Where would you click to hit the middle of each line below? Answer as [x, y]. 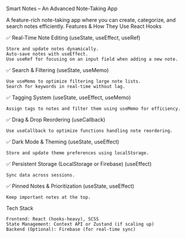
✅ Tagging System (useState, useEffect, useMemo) [68, 97]
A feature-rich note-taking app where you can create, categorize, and [91, 20]
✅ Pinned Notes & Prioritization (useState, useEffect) [70, 186]
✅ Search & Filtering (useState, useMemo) [58, 70]
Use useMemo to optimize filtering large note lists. [74, 81]
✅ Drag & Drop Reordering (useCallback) [56, 120]
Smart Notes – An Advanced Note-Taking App [62, 9]
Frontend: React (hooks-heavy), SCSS [53, 219]
